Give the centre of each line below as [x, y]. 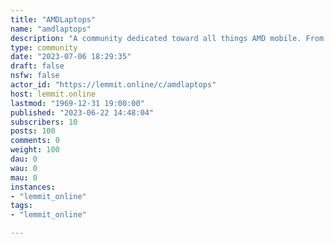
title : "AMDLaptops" [53, 19]
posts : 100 [33, 131]
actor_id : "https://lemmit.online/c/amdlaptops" [113, 85]
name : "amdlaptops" [51, 29]
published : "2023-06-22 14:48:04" [82, 112]
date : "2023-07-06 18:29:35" [71, 57]
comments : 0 [35, 141]
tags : [21, 206]
